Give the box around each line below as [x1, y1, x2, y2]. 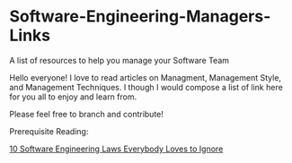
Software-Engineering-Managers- [9, 6, 271, 27]
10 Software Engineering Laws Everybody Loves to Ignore [9, 143, 224, 154]
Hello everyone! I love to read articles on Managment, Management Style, [9, 72, 281, 82]
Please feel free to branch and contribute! [9, 108, 164, 119]
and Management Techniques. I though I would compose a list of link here [9, 81, 283, 92]
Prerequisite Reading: [9, 125, 89, 136]
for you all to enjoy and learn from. [9, 91, 137, 102]
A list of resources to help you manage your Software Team [9, 55, 230, 65]
